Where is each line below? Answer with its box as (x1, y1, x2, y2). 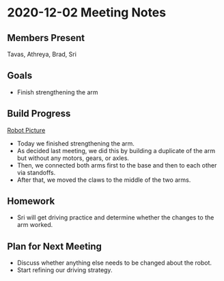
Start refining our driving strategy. (16, 266, 113, 274)
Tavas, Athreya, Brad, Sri (7, 50, 77, 58)
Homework (7, 196, 55, 207)
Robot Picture (7, 126, 46, 134)
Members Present (7, 32, 85, 44)
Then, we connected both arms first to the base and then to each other (16, 161, 217, 169)
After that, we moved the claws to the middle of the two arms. (16, 176, 191, 184)
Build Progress (7, 108, 71, 120)
